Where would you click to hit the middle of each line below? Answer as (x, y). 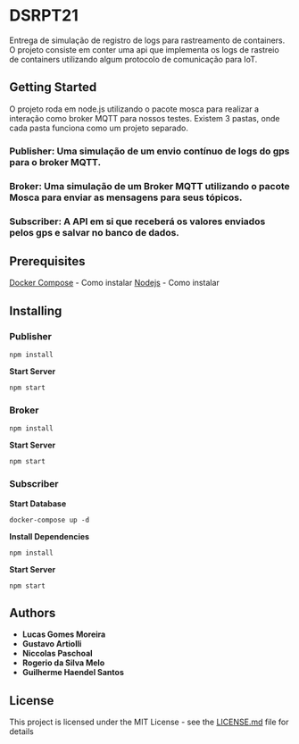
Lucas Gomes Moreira (64, 634)
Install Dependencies (50, 536)
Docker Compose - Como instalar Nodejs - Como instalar (115, 283)
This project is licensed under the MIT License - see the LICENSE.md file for (149, 722)
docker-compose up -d (50, 520)
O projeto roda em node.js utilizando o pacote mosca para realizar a (134, 109)
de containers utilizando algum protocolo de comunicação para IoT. (133, 59)
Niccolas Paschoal (57, 654)
